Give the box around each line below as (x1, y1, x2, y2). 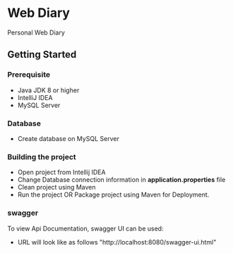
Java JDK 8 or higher (17, 86, 80, 94)
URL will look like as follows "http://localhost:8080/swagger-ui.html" (17, 237, 217, 246)
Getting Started (7, 49, 77, 61)
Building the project (7, 152, 76, 161)
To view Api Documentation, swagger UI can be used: (7, 224, 164, 233)
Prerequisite (7, 70, 51, 80)
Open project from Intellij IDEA (17, 168, 106, 177)
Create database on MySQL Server (17, 134, 120, 142)
